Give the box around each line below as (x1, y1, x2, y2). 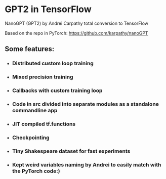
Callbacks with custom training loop (12, 87, 103, 94)
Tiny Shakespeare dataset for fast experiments (12, 148, 131, 155)
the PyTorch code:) (12, 167, 60, 174)
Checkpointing (12, 134, 50, 141)
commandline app (12, 107, 58, 114)
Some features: (5, 44, 55, 54)
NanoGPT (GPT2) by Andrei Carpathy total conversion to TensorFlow (5, 20, 149, 26)
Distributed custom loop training (12, 60, 94, 67)
